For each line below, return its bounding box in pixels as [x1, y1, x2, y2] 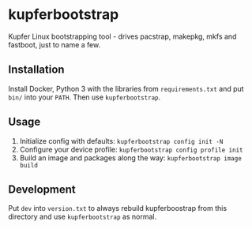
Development [8, 182, 77, 196]
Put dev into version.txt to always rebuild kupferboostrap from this [8, 204, 228, 213]
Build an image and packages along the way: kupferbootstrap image [19, 152, 243, 163]
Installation [8, 63, 65, 77]
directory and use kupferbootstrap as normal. [8, 212, 156, 222]
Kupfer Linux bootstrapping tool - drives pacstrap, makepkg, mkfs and [8, 32, 237, 41]
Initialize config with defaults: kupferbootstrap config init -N [19, 136, 224, 145]
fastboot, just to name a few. [8, 39, 101, 49]
